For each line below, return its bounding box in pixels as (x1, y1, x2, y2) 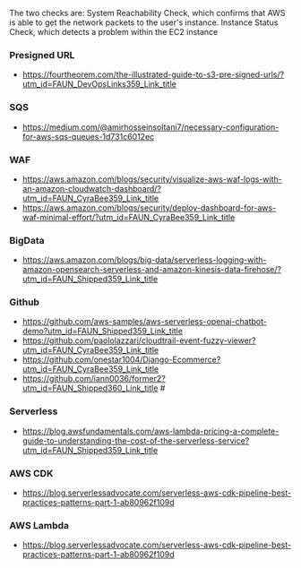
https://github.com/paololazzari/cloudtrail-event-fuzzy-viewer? (21, 335, 256, 346)
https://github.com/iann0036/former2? (21, 374, 166, 384)
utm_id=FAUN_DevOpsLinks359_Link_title (21, 79, 176, 90)
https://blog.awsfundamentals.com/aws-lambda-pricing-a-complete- (21, 426, 279, 436)
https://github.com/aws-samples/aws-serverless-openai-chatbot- (21, 316, 267, 327)
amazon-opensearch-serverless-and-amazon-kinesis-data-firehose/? (21, 264, 282, 275)
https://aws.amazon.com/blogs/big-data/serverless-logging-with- (21, 254, 267, 265)
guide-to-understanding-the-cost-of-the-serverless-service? (21, 435, 250, 446)
